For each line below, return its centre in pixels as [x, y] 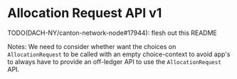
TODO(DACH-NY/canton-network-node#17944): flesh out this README [112, 33]
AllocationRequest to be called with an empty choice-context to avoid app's [119, 54]
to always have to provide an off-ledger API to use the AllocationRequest [115, 61]
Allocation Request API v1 [85, 13]
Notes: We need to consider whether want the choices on [92, 46]
